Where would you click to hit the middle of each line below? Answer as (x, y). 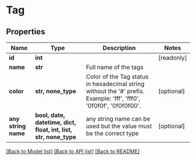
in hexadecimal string (115, 84)
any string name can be (118, 119)
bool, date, (50, 115)
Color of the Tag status (117, 77)
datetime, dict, (55, 122)
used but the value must (119, 126)
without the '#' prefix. (115, 91)
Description (119, 48)
